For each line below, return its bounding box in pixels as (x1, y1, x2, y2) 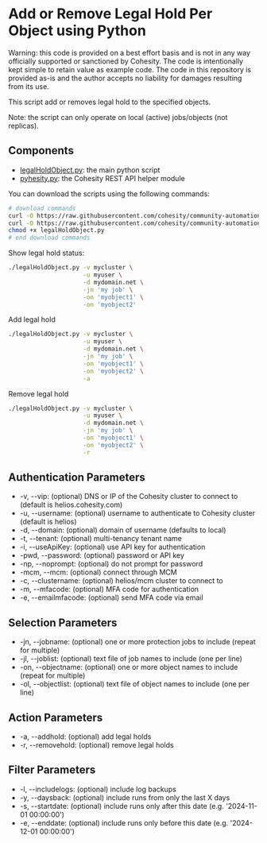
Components (8, 144, 74, 157)
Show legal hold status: (8, 248, 85, 258)
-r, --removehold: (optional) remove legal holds (19, 741, 174, 750)
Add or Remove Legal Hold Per (8, 5, 213, 23)
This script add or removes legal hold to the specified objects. (8, 97, 211, 106)
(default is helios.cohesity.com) (19, 500, 123, 509)
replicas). (8, 121, 40, 130)
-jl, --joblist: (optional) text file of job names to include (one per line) (19, 654, 242, 663)
